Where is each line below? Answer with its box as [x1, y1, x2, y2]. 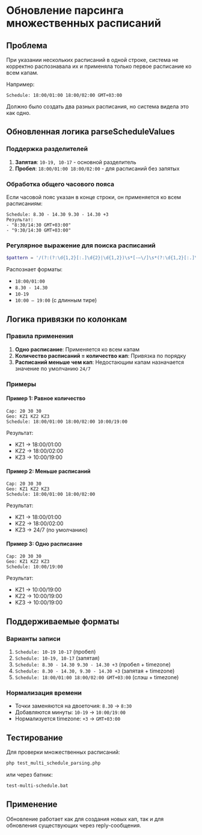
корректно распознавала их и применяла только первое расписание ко [6, 63, 192, 70]
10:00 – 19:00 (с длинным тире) [14, 297, 97, 304]
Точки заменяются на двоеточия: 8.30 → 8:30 [14, 702, 132, 710]
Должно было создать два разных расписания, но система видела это [6, 103, 189, 110]
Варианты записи [6, 634, 61, 642]
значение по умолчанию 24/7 [14, 365, 91, 372]
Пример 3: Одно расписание [6, 540, 83, 547]
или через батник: [6, 771, 53, 778]
